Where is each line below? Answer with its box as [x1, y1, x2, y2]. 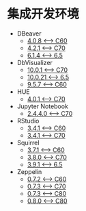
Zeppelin [16, 167, 42, 175]
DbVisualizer [16, 58, 53, 66]
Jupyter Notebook [16, 102, 68, 110]
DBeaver [16, 29, 42, 38]
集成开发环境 [7, 6, 80, 22]
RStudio [16, 116, 40, 125]
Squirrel [16, 138, 40, 147]
